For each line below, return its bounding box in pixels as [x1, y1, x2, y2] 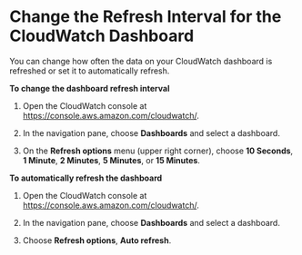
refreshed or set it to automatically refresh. [9, 65, 170, 76]
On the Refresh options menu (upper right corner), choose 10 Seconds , [22, 145, 294, 156]
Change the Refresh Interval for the [9, 6, 282, 27]
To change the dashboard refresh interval [9, 83, 170, 93]
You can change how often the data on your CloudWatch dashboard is [9, 55, 273, 66]
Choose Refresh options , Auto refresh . [22, 234, 172, 246]
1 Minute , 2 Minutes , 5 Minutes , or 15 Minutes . [22, 154, 200, 165]
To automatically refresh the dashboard [9, 172, 163, 183]
